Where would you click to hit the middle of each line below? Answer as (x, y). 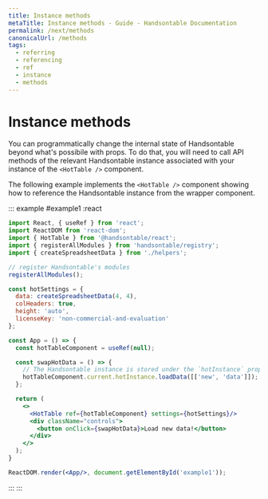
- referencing (39, 61)
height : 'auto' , (42, 312)
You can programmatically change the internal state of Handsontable (122, 143)
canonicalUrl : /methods (48, 38)
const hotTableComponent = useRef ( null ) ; (85, 348)
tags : (17, 45)
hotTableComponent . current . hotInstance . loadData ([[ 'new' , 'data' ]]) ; (141, 377)
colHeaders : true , (46, 304)
